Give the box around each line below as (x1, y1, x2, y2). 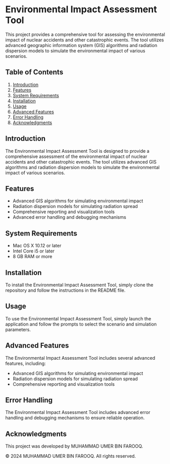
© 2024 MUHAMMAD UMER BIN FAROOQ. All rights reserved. (5, 453, 136, 459)
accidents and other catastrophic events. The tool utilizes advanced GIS (5, 158, 157, 165)
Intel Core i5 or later (12, 248, 55, 254)
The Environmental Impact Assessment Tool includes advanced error (5, 409, 151, 415)
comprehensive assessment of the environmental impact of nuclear (5, 153, 148, 159)
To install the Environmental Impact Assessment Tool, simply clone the (5, 282, 154, 288)
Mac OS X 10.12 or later (12, 243, 62, 249)
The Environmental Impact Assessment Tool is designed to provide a (5, 148, 150, 154)
